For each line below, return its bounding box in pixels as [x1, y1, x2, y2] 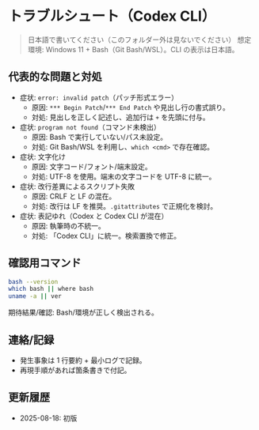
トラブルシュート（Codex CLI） [8, 7, 216, 25]
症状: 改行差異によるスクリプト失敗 [19, 181, 135, 190]
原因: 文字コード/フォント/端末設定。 [31, 161, 152, 171]
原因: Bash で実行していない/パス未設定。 [31, 132, 168, 141]
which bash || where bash [8, 285, 93, 293]
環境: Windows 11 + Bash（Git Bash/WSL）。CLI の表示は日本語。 [27, 44, 239, 54]
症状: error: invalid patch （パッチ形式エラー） [19, 92, 178, 102]
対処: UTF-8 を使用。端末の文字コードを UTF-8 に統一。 [31, 172, 216, 181]
